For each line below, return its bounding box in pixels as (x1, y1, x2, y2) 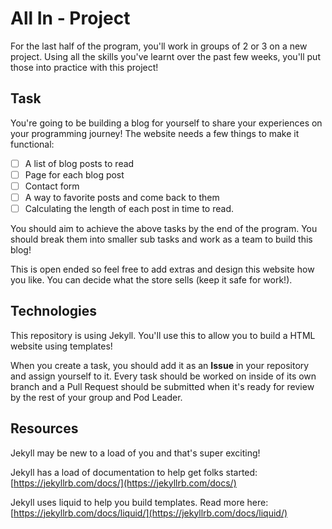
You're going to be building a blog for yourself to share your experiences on (10, 117, 323, 129)
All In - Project (10, 7, 131, 30)
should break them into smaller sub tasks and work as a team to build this (10, 233, 313, 246)
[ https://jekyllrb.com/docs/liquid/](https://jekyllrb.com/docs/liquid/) (10, 507, 288, 519)
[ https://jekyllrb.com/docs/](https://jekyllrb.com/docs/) (10, 477, 237, 489)
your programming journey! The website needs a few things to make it (10, 127, 300, 139)
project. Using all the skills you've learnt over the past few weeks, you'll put (10, 50, 321, 62)
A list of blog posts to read (24, 157, 135, 169)
